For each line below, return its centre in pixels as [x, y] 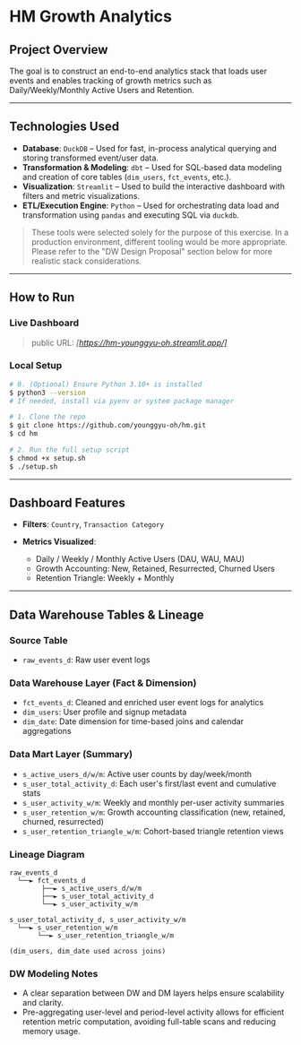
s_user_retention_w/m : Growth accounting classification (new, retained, [154, 812]
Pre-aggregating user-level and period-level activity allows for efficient [153, 1012]
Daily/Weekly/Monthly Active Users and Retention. [102, 90]
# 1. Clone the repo [48, 417]
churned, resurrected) [63, 821]
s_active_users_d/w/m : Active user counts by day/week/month [137, 773]
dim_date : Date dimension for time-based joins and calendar [133, 721]
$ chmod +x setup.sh [48, 458]
